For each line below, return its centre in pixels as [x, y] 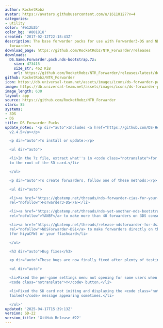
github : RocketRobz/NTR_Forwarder [40, 77]
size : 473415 [27, 64]
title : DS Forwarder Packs [32, 123]
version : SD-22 [20, 313]
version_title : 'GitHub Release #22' [43, 318]
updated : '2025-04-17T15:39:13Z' [39, 309]
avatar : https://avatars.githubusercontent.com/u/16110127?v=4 [70, 14]
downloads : [16, 55]
